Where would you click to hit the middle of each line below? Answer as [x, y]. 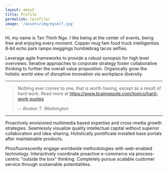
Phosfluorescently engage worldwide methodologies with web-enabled [79, 149]
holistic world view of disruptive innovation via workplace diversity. [74, 74]
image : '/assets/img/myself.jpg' [40, 24]
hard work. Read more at [43, 94]
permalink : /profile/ [28, 19]
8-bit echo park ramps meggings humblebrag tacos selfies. [66, 48]
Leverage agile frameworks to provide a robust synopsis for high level [77, 58]
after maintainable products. [34, 139]
